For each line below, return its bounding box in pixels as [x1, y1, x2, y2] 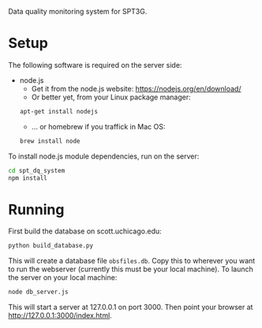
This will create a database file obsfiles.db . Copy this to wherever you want [8, 256, 256, 266]
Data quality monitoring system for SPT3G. [8, 7, 148, 16]
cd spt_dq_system [8, 166, 65, 174]
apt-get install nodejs [19, 107, 99, 115]
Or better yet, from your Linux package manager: [31, 92, 191, 102]
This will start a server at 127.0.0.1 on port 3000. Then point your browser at [8, 303, 253, 312]
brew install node [19, 137, 80, 145]
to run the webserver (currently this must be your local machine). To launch [8, 264, 254, 274]
